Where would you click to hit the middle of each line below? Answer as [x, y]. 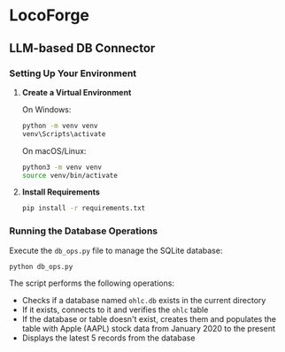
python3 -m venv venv [62, 167]
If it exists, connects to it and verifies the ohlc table [115, 310]
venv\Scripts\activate [64, 134]
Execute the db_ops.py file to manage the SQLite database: [116, 250]
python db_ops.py [41, 266]
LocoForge [50, 15]
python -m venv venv [60, 126]
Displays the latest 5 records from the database [108, 338]
